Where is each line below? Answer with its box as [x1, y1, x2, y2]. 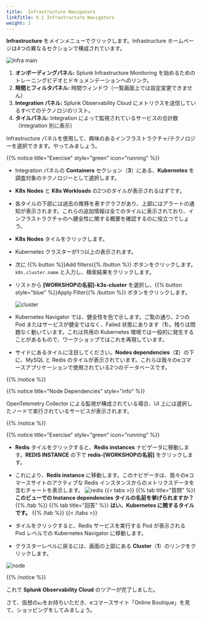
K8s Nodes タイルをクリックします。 [14, 236, 108, 243]
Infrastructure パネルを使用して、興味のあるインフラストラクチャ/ [6, 135, 170, 142]
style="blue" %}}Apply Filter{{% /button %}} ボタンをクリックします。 [14, 289, 191, 296]
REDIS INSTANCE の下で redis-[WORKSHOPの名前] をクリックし [25, 451, 188, 459]
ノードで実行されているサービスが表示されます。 [11, 407, 133, 415]
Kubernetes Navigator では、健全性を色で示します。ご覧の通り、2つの [14, 313, 190, 321]
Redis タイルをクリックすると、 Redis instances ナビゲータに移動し [14, 444, 184, 451]
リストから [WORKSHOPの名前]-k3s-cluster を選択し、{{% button [14, 281, 182, 289]
